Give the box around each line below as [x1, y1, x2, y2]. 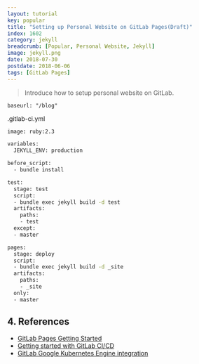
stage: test [13, 186, 49, 193]
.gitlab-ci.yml [7, 114, 46, 123]
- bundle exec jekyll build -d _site [13, 264, 124, 271]
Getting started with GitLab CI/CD [17, 342, 114, 350]
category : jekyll [7, 37, 58, 44]
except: [13, 225, 36, 232]
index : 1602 [7, 30, 42, 37]
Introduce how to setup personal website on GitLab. [24, 89, 174, 97]
